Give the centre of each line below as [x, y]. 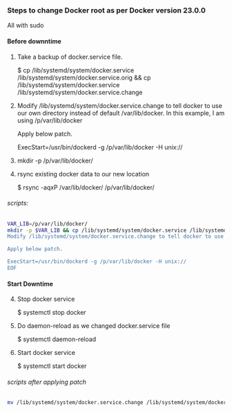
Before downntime [35, 41]
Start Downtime [30, 284]
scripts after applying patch [47, 382]
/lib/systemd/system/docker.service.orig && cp [84, 77]
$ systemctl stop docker [51, 313]
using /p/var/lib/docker [50, 120]
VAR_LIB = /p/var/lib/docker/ [48, 223]
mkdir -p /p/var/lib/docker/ [55, 160]
